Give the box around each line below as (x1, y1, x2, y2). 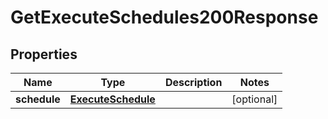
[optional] (231, 92, 278, 106)
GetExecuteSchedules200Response (10, 6, 319, 29)
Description (164, 76, 223, 89)
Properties (10, 46, 78, 63)
